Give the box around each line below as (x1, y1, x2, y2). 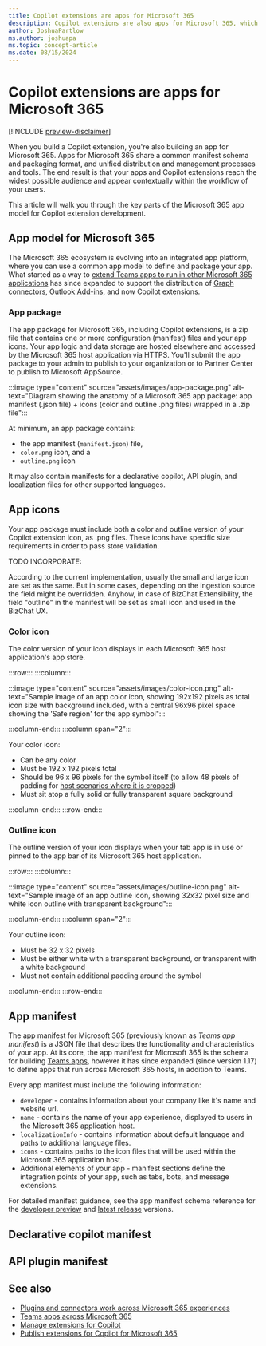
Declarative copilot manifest (8, 1227, 151, 1241)
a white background (19, 963, 86, 972)
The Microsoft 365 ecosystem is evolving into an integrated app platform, (8, 252, 249, 262)
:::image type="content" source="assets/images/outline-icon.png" (8, 882, 227, 892)
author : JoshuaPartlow (8, 26, 84, 34)
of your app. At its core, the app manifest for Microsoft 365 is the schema (8, 1047, 249, 1058)
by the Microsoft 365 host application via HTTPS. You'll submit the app (8, 350, 241, 360)
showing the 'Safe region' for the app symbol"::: (8, 709, 166, 719)
